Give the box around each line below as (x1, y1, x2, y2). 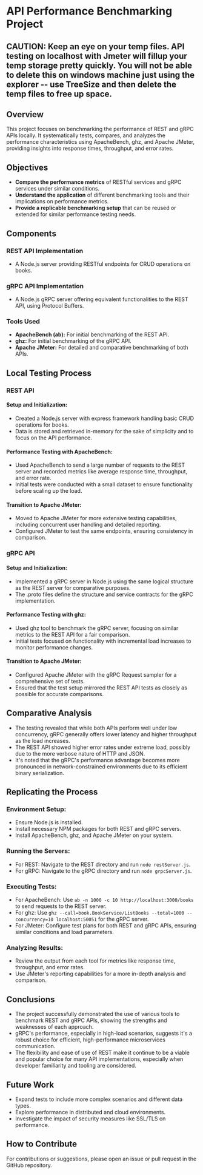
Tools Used (6, 317, 41, 326)
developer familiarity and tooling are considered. (15, 1062, 136, 1069)
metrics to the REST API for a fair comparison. (15, 631, 130, 638)
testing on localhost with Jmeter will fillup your (6, 50, 188, 61)
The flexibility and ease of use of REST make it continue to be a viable (15, 1049, 190, 1057)
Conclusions (6, 994, 55, 1004)
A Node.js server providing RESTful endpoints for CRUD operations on (15, 260, 191, 268)
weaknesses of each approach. (15, 1023, 94, 1031)
